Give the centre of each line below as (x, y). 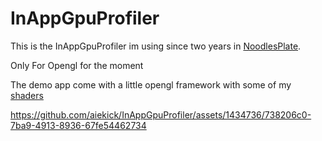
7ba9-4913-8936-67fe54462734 (78, 125)
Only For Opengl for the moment (77, 65)
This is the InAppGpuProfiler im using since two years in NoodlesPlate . (156, 46)
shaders (27, 95)
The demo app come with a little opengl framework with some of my (151, 84)
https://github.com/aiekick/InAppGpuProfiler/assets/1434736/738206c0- (161, 114)
